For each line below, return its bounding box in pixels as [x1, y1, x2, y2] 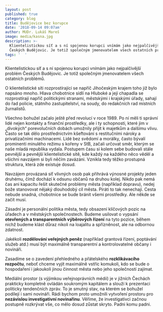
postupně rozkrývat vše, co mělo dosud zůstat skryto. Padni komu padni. [5, 301, 151, 307]
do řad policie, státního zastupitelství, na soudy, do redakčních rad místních [5, 100, 156, 107]
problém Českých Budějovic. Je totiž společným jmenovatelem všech [5, 71, 144, 77]
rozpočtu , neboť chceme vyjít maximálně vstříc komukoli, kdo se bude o [5, 261, 149, 267]
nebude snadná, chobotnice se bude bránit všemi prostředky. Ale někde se [5, 192, 155, 197]
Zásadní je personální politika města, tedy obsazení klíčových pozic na [5, 206, 146, 212]
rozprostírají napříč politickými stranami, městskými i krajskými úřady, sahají [5, 96, 157, 101]
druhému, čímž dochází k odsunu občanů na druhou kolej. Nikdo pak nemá [5, 176, 155, 182]
